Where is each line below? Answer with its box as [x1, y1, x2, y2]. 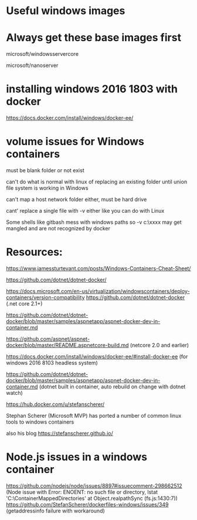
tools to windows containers [6, 418, 74, 425]
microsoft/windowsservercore [6, 51, 79, 58]
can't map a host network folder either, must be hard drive [6, 196, 147, 203]
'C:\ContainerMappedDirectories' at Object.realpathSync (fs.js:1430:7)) [6, 495, 178, 502]
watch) [6, 389, 23, 396]
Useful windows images [6, 4, 125, 18]
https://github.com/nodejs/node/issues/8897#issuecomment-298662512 [6, 482, 182, 489]
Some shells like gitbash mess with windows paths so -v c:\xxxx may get [6, 219, 182, 226]
